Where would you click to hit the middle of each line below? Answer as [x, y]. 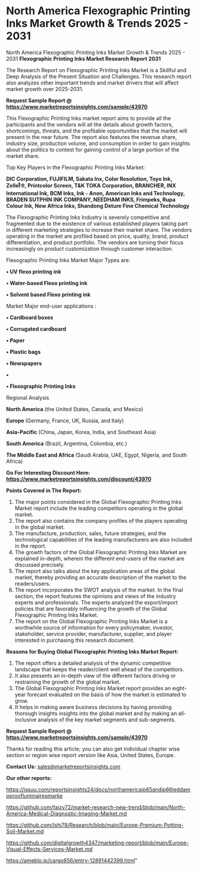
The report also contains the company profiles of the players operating [101, 520]
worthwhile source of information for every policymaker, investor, [94, 628]
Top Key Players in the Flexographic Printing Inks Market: [76, 167]
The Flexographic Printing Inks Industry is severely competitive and [88, 217]
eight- [180, 688]
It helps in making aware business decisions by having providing [93, 707]
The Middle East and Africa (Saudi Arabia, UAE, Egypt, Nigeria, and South [97, 455]
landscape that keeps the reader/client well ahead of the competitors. [99, 669]
